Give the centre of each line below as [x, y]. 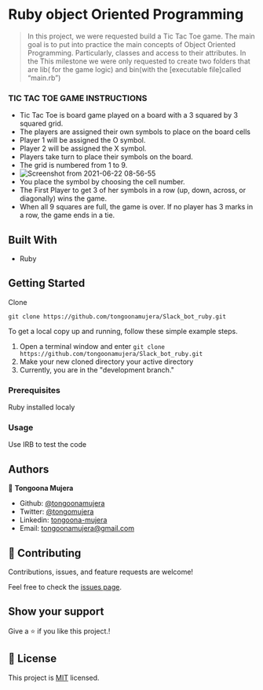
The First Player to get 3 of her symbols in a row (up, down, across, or [133, 191]
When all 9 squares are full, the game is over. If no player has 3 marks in [136, 207]
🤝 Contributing [45, 553]
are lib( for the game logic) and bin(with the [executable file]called [134, 69]
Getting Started [47, 283]
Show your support [56, 612]
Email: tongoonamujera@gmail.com [77, 528]
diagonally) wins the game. [63, 198]
